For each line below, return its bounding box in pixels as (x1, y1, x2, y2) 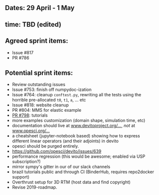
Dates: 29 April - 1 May (5, 4, 75, 12)
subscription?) (12, 159, 41, 165)
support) (12, 174, 30, 180)
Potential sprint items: (5, 69, 73, 77)
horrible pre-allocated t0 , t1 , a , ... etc (12, 97, 86, 103)
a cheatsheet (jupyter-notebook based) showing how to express (12, 133, 140, 139)
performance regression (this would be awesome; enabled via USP (12, 153, 145, 159)
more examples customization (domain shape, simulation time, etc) (12, 118, 145, 123)
